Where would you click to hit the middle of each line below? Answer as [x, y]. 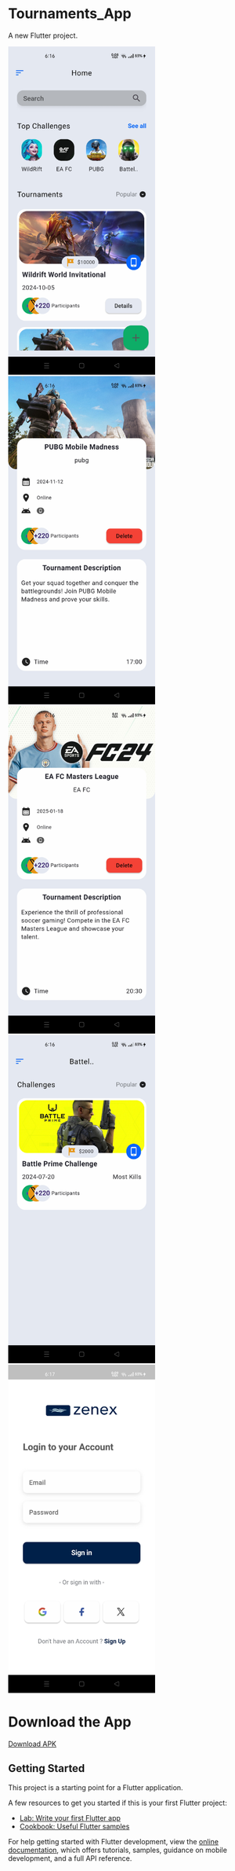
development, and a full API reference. [70, 1858]
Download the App [70, 1722]
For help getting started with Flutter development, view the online [114, 1841]
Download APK [33, 1744]
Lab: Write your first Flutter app [70, 1818]
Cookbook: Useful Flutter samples [74, 1826]
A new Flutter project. [43, 35]
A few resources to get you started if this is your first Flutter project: [117, 1803]
